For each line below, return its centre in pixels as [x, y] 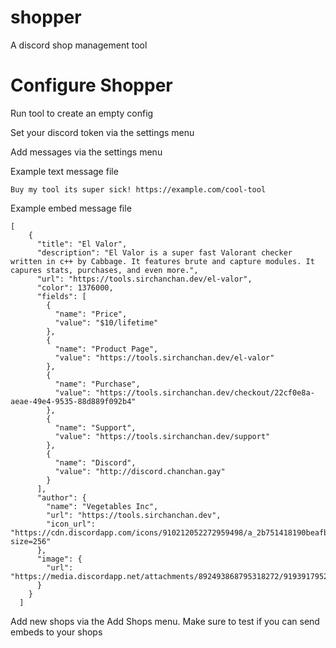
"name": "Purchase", [97, 384]
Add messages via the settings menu [86, 152]
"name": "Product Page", [106, 349]
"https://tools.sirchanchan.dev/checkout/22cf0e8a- [205, 392]
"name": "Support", [95, 427]
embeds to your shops [56, 632]
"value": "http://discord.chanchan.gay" [140, 471]
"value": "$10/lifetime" [106, 322]
